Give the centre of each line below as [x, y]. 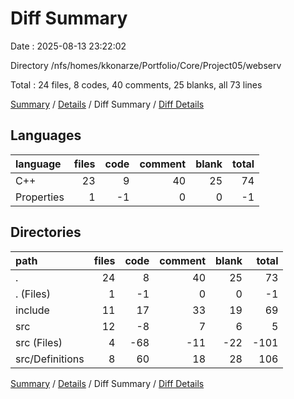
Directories [46, 232]
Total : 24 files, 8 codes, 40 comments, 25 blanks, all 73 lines [136, 84]
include [32, 310]
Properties [40, 197]
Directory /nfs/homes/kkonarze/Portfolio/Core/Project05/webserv [146, 65]
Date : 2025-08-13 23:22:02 [68, 46]
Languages [46, 135]
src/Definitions [50, 359]
